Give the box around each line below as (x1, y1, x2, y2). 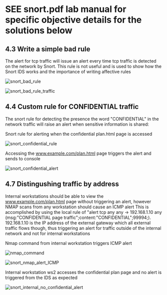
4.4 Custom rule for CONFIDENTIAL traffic (5, 103, 139, 111)
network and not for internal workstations (5, 230, 91, 236)
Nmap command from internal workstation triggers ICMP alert (5, 240, 132, 246)
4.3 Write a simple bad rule (5, 45, 91, 53)
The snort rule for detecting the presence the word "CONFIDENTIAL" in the (5, 116, 160, 122)
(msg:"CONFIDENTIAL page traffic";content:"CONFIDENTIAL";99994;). (5, 214, 151, 220)
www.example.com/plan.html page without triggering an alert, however (5, 198, 151, 204)
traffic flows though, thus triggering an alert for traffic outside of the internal (5, 225, 162, 231)
